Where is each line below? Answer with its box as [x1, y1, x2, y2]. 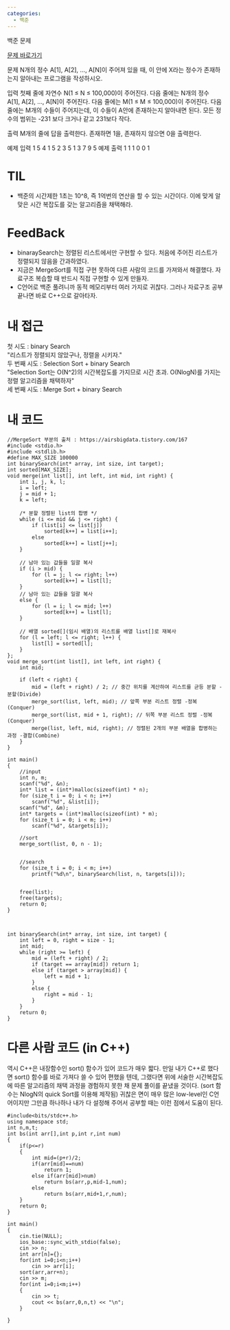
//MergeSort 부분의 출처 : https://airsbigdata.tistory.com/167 [7, 436, 187, 444]
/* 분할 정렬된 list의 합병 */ [19, 510, 97, 517]
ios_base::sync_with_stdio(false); [19, 1239, 122, 1246]
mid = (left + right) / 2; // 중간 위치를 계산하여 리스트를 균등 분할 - [32, 684, 222, 691]
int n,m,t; [7, 1124, 38, 1132]
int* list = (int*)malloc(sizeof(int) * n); [19, 786, 149, 793]
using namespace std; [7, 1119, 69, 1126]
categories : [7, 10, 41, 17]
